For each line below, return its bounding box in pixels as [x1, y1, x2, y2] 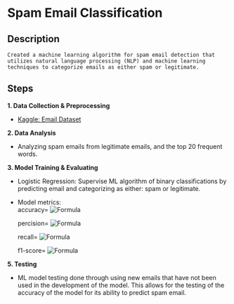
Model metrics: [17, 198, 62, 206]
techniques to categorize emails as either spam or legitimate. [7, 64, 200, 71]
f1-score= [17, 246, 46, 254]
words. [17, 150, 38, 158]
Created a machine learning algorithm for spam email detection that [7, 51, 216, 58]
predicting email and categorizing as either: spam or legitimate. [17, 184, 201, 192]
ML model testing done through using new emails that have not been [17, 273, 216, 282]
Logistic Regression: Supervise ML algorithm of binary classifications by [17, 177, 227, 185]
